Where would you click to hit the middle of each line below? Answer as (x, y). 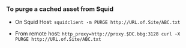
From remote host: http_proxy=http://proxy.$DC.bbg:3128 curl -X (97, 34)
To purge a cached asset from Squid (60, 9)
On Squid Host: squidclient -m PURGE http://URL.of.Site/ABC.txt (97, 22)
